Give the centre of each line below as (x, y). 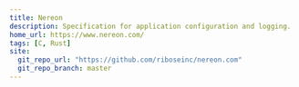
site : (20, 52)
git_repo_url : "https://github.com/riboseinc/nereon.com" (130, 60)
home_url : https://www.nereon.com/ (77, 34)
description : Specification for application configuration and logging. (150, 26)
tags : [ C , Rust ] (40, 43)
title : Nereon (36, 18)
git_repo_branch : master (65, 69)
